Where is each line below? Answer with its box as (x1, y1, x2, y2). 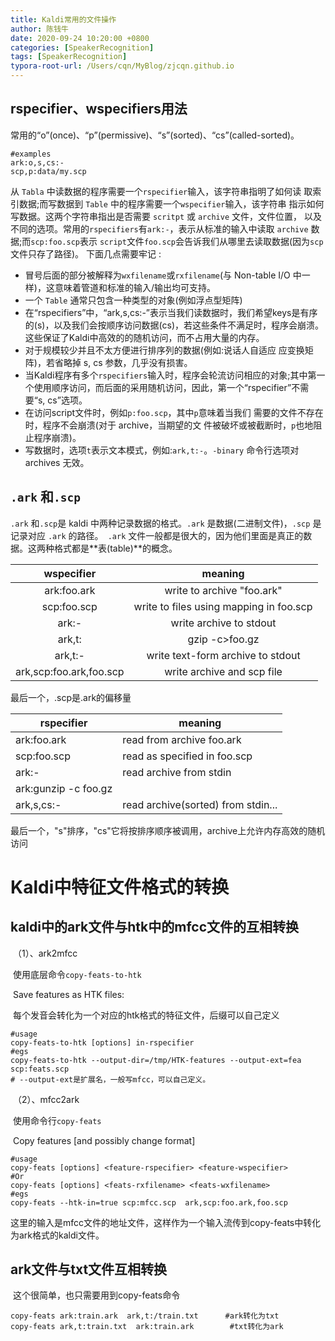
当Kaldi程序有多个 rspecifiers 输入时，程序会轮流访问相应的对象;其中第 (24, 369, 317, 381)
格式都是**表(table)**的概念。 (53, 542, 178, 554)
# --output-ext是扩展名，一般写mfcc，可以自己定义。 (10, 1074, 211, 1085)
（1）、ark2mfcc (12, 947, 78, 959)
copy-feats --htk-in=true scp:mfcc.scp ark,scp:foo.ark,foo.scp (10, 1197, 288, 1208)
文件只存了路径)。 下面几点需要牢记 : (10, 247, 162, 260)
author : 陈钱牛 (10, 24, 69, 34)
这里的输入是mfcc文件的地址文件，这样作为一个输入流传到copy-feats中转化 (10, 1216, 322, 1228)
